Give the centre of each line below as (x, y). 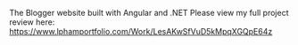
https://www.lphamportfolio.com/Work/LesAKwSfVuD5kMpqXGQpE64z (141, 31)
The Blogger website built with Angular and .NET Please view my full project (149, 13)
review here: (32, 22)
